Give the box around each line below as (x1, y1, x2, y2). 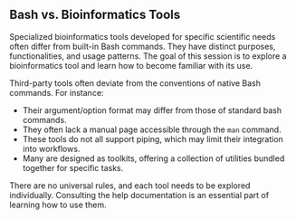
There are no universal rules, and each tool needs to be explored (9, 180, 251, 191)
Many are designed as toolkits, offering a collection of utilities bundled (22, 153, 285, 164)
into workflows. (22, 143, 81, 154)
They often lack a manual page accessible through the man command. (22, 124, 282, 135)
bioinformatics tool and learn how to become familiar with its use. (9, 60, 253, 71)
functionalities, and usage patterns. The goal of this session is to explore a (9, 50, 287, 62)
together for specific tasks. (22, 162, 124, 173)
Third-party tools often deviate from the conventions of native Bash (9, 77, 261, 89)
